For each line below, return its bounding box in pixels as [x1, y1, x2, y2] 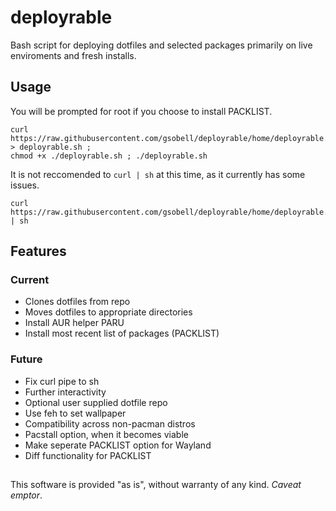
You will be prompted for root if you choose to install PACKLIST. [10, 105, 273, 117]
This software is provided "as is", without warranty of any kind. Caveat [10, 479, 302, 491]
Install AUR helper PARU [24, 317, 125, 329]
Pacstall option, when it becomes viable [24, 428, 189, 440]
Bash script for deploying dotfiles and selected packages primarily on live [10, 39, 313, 51]
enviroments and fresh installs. [10, 49, 137, 61]
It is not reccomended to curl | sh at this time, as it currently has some [10, 168, 306, 180]
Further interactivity [24, 386, 107, 398]
